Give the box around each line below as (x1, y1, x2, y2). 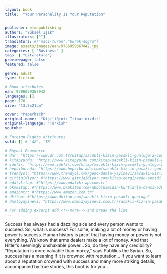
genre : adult (5, 71, 32, 76)
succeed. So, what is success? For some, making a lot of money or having (5, 226, 157, 233)
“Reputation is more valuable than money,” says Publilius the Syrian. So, (5, 248, 153, 254)
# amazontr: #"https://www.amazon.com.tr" (5, 189, 94, 195)
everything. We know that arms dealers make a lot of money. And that (5, 237, 148, 243)
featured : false (5, 62, 39, 67)
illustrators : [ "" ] (5, 34, 46, 40)
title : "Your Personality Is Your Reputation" (5, 12, 106, 17)
